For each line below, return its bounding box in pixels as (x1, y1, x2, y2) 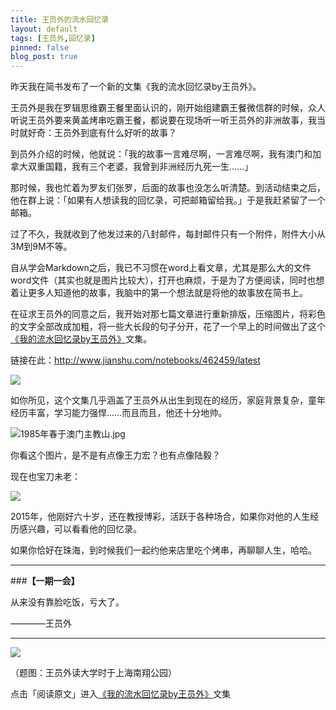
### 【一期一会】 (10, 575, 80, 587)
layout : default (10, 24, 78, 34)
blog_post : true (10, 52, 78, 62)
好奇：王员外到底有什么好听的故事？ (27, 127, 177, 139)
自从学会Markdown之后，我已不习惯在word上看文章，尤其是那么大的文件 (10, 262, 312, 274)
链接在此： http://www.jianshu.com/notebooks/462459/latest (10, 354, 261, 366)
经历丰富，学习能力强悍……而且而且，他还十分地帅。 (10, 407, 228, 419)
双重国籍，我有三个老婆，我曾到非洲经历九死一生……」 (27, 161, 254, 173)
